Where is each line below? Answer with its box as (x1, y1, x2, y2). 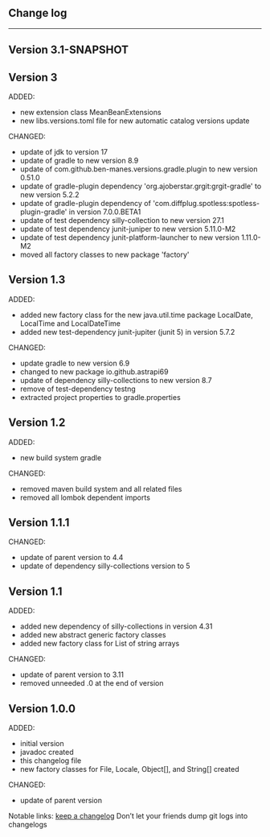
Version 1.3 (8, 273, 66, 287)
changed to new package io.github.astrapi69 (19, 366, 169, 377)
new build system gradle (19, 452, 102, 462)
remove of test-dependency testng (19, 384, 137, 394)
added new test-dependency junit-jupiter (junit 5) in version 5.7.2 (19, 327, 235, 336)
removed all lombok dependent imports (19, 493, 151, 502)
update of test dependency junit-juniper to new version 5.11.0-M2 (19, 225, 236, 234)
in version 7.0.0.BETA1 (68, 207, 141, 216)
